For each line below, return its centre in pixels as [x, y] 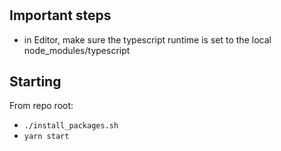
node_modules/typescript [77, 50]
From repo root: [41, 106]
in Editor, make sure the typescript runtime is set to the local [147, 39]
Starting [35, 81]
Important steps [60, 15]
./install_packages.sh [71, 126]
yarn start [46, 137]
